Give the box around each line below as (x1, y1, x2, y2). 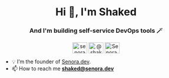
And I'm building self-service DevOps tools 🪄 (29, 26, 163, 35)
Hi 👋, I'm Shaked (55, 5, 137, 19)
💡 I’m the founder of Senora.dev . (11, 58, 91, 65)
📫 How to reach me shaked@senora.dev (11, 65, 114, 72)
